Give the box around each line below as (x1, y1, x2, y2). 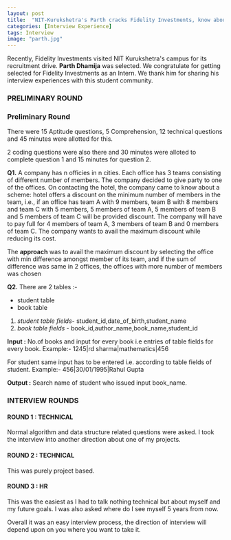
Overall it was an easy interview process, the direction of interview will (7, 518, 207, 526)
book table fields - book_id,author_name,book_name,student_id (16, 324, 198, 333)
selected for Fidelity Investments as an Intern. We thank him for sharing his (7, 69, 219, 78)
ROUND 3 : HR (7, 482, 48, 491)
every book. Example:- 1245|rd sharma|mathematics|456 (7, 345, 169, 353)
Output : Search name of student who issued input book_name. (7, 379, 188, 387)
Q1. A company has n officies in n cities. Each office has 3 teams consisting (7, 169, 221, 177)
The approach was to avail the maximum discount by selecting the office (7, 248, 214, 256)
